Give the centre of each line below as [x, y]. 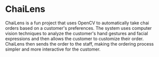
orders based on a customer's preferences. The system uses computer [78, 28]
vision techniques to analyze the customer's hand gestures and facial [77, 33]
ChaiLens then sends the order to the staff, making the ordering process [79, 44]
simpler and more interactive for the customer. [53, 49]
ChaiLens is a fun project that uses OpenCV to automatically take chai [77, 23]
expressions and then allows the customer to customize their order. [74, 39]
